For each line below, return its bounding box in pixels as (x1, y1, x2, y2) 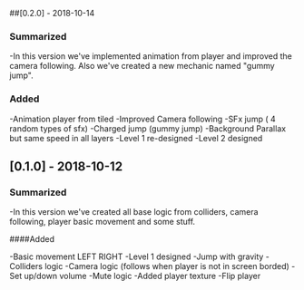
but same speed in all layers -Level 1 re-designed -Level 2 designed (9, 132, 263, 143)
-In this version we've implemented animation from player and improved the (9, 51, 292, 62)
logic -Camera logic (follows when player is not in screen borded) (44, 261, 290, 272)
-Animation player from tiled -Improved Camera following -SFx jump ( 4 (9, 113, 276, 124)
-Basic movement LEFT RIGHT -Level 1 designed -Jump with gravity (9, 251, 264, 262)
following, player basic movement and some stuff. (9, 217, 196, 227)
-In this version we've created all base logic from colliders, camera (9, 207, 259, 217)
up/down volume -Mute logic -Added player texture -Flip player (24, 271, 261, 282)
